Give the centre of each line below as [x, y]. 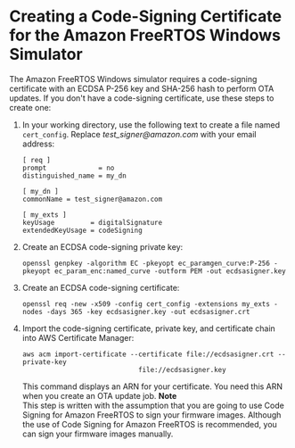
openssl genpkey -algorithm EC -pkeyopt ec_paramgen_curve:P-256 [146, 263]
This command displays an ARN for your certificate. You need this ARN [152, 386]
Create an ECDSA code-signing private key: [102, 246]
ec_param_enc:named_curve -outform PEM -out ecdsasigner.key [171, 271]
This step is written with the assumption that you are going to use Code [153, 405]
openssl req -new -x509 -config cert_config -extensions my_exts [146, 304]
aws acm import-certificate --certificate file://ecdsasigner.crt [148, 354]
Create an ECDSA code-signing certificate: [101, 287]
